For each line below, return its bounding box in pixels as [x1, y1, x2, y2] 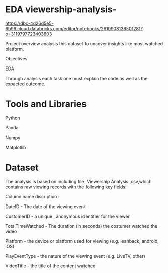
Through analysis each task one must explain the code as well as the [5, 75, 148, 81]
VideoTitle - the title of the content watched [5, 263, 96, 269]
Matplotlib [5, 144, 26, 150]
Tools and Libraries [5, 98, 87, 110]
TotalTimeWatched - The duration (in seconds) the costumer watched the [5, 223, 157, 229]
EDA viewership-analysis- [5, 4, 117, 15]
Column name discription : [5, 193, 60, 199]
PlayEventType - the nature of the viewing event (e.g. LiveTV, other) [5, 253, 146, 259]
